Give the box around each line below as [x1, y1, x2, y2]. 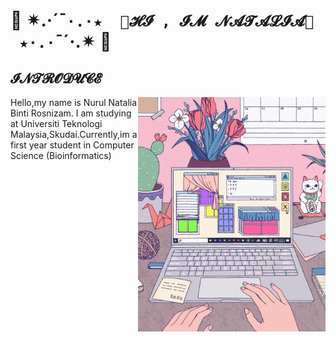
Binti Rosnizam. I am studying [10, 107, 132, 119]
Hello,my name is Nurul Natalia [10, 97, 138, 108]
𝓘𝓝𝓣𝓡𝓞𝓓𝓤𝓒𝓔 [10, 70, 102, 87]
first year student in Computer [10, 139, 135, 151]
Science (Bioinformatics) [10, 150, 112, 161]
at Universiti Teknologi [10, 118, 103, 129]
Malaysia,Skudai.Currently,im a [10, 129, 138, 140]
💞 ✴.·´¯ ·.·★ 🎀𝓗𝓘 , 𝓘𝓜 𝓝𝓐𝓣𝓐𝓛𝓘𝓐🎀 [10, 9, 315, 32]
